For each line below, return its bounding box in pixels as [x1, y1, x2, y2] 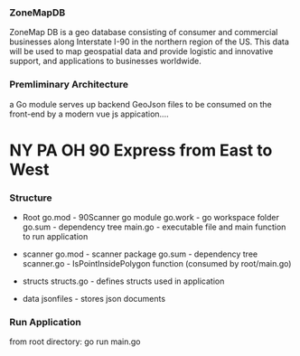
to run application [22, 231, 89, 242]
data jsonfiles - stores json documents [22, 294, 165, 304]
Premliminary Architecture [9, 79, 129, 91]
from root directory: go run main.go [9, 336, 141, 347]
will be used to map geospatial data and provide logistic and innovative [9, 46, 274, 57]
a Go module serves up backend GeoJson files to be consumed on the [9, 98, 273, 109]
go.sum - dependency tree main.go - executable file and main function [22, 221, 286, 232]
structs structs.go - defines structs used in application [22, 276, 225, 286]
